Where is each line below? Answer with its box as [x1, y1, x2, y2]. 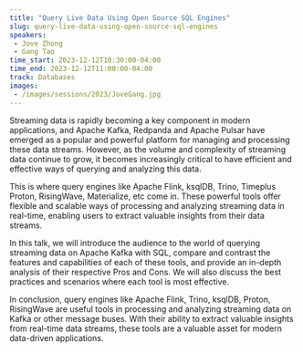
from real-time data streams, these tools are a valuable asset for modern [9, 323, 283, 334]
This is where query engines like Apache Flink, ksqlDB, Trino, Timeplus [9, 181, 277, 192]
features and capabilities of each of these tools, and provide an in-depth [9, 256, 282, 267]
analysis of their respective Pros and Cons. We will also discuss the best [9, 266, 281, 277]
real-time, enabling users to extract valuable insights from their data [9, 210, 265, 221]
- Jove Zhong [13, 38, 64, 48]
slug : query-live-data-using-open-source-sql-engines [9, 22, 219, 31]
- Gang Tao [13, 47, 55, 57]
